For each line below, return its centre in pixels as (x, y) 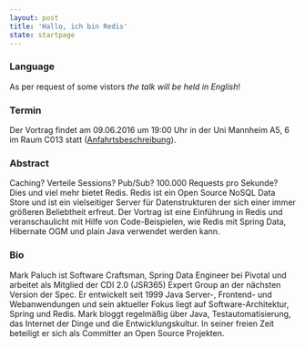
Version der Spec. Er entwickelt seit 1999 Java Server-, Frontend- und (141, 294)
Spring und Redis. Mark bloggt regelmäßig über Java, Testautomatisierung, (150, 313)
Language (32, 67)
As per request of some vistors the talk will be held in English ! (125, 87)
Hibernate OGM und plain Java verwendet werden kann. (115, 231)
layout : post (34, 18)
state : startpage (42, 35)
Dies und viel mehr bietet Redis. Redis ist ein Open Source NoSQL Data (142, 193)
